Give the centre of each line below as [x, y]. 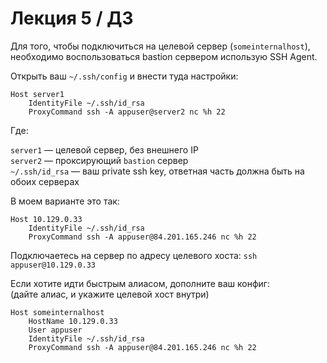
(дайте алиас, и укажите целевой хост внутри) [110, 294]
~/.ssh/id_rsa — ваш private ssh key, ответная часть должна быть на [157, 171]
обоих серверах [45, 181]
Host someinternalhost [57, 312]
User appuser [55, 330]
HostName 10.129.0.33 [73, 321]
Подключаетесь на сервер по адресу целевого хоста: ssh [134, 255]
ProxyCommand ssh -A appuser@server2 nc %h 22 [127, 112]
